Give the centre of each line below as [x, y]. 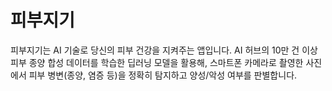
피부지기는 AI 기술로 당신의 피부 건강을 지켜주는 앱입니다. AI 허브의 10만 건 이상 [164, 50]
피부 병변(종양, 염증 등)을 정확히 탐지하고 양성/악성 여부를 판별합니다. [163, 75]
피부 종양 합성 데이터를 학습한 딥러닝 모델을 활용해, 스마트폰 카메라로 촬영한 [157, 62]
